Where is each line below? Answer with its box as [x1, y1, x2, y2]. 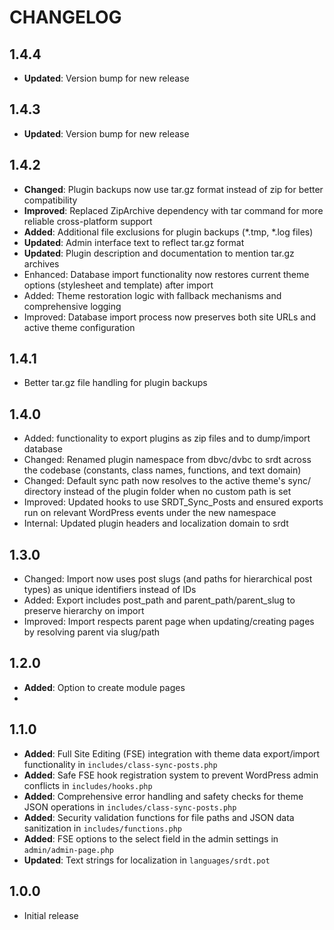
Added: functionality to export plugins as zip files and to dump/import [23, 432, 311, 445]
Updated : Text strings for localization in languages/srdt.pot [23, 854, 271, 866]
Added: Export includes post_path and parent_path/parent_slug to [23, 594, 296, 606]
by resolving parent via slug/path [23, 626, 161, 638]
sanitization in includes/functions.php [23, 822, 182, 834]
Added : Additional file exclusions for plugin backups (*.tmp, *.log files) [23, 226, 314, 238]
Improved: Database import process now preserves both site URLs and [23, 311, 317, 323]
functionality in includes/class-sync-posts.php [23, 758, 218, 770]
